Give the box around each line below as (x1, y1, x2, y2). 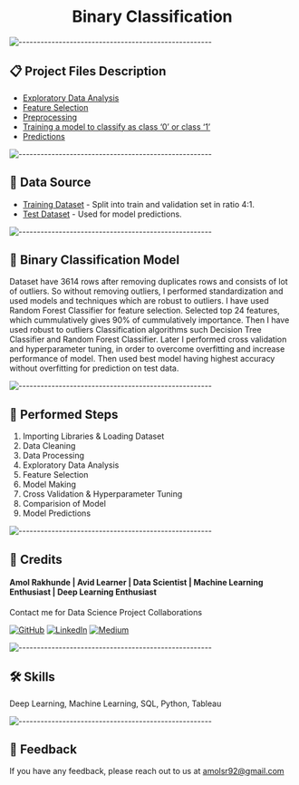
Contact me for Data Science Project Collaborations (9, 606, 202, 617)
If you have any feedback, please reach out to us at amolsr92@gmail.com (9, 766, 285, 777)
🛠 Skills (9, 669, 56, 685)
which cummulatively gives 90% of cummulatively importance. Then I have (9, 315, 290, 325)
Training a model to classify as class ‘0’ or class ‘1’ (22, 121, 211, 132)
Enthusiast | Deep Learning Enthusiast (9, 586, 157, 597)
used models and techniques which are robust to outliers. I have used (9, 296, 269, 306)
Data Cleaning (22, 441, 76, 451)
